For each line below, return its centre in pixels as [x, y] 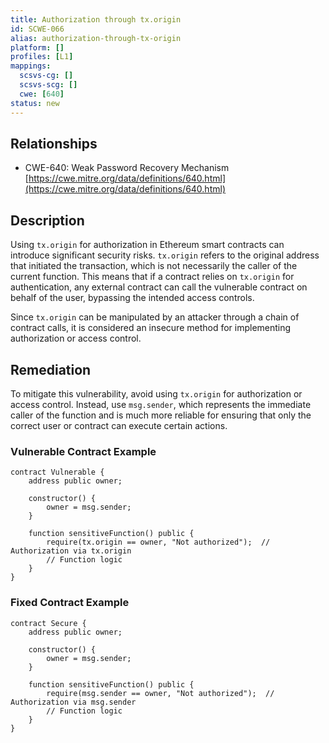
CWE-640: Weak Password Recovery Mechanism [127, 168]
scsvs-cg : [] [46, 76]
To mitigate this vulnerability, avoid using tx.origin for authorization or [156, 393]
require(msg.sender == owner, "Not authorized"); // [160, 693]
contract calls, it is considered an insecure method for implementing [151, 328]
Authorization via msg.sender [73, 702]
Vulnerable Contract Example [83, 451]
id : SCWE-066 [37, 29]
